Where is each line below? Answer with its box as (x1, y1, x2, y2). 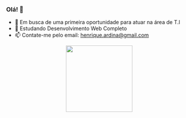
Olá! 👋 (6, 5, 24, 14)
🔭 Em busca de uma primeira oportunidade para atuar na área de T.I (14, 19, 180, 26)
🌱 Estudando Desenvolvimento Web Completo (14, 25, 127, 32)
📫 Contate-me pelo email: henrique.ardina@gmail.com (14, 32, 149, 39)
